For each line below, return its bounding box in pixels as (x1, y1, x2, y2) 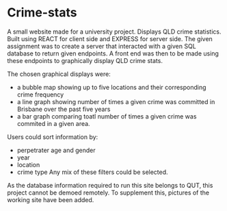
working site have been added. (7, 195, 94, 203)
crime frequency (16, 90, 64, 99)
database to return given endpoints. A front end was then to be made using (7, 49, 219, 58)
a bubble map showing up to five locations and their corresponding (16, 83, 206, 91)
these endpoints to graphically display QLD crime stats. (7, 56, 163, 64)
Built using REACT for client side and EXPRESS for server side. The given (7, 34, 213, 42)
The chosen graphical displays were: (7, 70, 111, 78)
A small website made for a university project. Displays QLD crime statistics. (7, 27, 222, 36)
